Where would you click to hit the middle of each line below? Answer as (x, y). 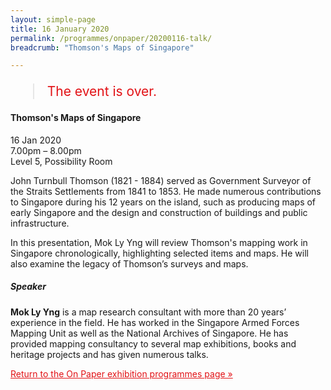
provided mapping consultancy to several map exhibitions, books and (153, 343)
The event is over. (101, 91)
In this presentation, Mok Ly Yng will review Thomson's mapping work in (159, 242)
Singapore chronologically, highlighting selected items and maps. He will (159, 253)
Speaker (28, 287)
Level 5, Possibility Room (61, 161)
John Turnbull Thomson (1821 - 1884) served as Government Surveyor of (161, 180)
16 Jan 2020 (36, 140)
